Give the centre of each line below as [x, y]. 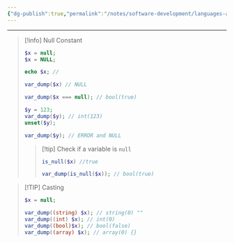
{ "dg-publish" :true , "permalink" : [56, 14]
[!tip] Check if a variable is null [86, 149]
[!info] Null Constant [53, 40]
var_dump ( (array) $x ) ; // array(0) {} [80, 232]
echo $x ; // [41, 72]
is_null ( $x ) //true [70, 161]
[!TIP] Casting [44, 187]
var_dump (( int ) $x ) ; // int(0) [70, 219]
